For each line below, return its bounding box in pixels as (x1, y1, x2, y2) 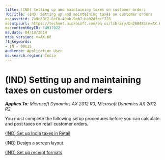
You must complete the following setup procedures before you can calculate (5, 116, 160, 122)
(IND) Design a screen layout (5, 140, 64, 146)
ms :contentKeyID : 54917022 (5, 26, 60, 31)
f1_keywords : (5, 39, 32, 44)
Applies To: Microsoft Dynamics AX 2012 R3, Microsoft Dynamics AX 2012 (5, 101, 157, 107)
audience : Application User (5, 48, 63, 53)
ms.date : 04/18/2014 (5, 30, 48, 35)
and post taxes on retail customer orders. (5, 121, 88, 127)
